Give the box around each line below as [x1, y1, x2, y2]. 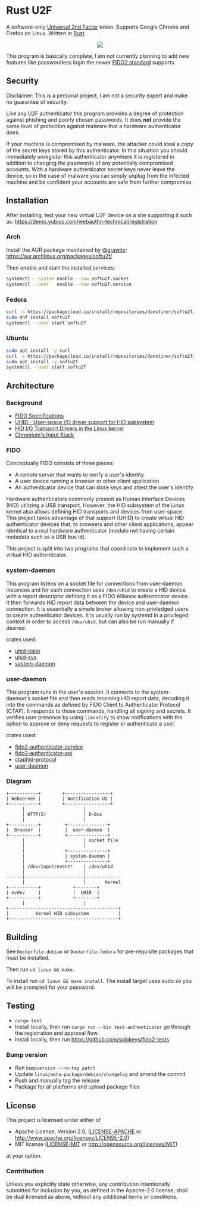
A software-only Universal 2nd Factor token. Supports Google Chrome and [6, 23, 189, 30]
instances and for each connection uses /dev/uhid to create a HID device [6, 586, 186, 593]
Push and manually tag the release [14, 1077, 100, 1084]
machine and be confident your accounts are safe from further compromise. [6, 178, 193, 185]
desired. [6, 624, 27, 631]
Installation [6, 196, 49, 206]
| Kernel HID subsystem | [6, 911, 121, 917]
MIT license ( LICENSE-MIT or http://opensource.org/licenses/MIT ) [14, 1140, 178, 1148]
